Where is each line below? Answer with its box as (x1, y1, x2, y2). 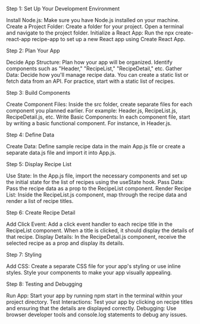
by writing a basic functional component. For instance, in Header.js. (6, 120, 172, 127)
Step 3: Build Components (6, 89, 70, 96)
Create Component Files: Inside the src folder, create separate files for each (6, 101, 192, 108)
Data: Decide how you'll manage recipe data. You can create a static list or (6, 71, 189, 78)
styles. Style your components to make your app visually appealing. (6, 269, 172, 276)
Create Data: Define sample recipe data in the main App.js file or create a (6, 143, 186, 149)
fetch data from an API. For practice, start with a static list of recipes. (6, 77, 175, 85)
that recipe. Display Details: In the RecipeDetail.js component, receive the (6, 233, 186, 240)
